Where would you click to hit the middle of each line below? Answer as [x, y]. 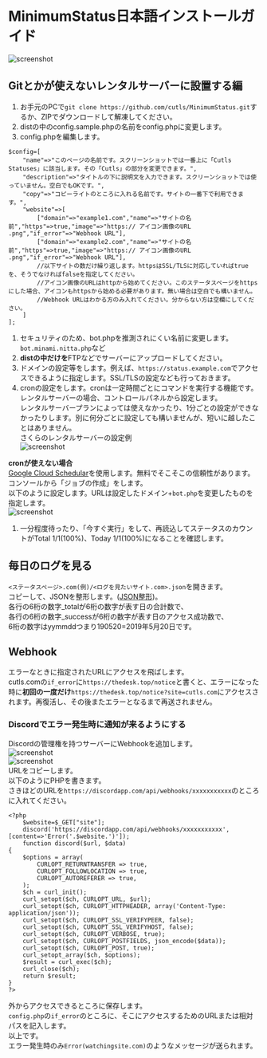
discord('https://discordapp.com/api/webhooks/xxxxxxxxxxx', [126, 829]
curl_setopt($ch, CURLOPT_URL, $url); [87, 899]
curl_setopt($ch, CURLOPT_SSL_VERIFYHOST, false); [108, 927]
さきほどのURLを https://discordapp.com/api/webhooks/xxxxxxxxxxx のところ [134, 790]
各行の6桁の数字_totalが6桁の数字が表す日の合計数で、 [98, 606]
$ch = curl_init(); [55, 892]
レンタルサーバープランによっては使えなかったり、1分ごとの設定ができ [136, 407]
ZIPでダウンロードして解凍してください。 [109, 116]
